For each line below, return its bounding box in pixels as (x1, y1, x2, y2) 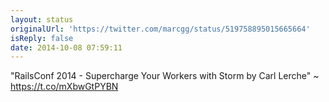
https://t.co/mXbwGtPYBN (10, 81, 119, 93)
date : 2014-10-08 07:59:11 (10, 42, 123, 53)
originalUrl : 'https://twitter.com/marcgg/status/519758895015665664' (10, 24, 311, 34)
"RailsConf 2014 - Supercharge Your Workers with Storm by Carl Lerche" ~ (10, 70, 320, 82)
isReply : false (10, 33, 74, 43)
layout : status (10, 14, 74, 25)
